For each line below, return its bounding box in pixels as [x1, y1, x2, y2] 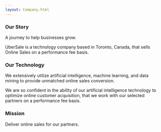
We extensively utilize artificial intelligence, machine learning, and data [5, 73, 149, 79]
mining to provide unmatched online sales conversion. [5, 78, 115, 84]
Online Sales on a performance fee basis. [5, 49, 89, 55]
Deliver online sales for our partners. [5, 121, 79, 127]
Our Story [5, 23, 29, 30]
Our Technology [5, 61, 45, 68]
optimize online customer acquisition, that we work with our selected [5, 93, 145, 99]
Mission [5, 110, 25, 117]
